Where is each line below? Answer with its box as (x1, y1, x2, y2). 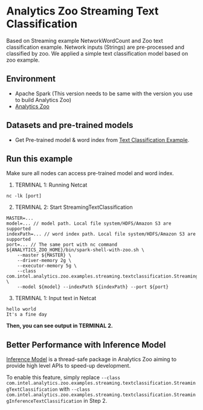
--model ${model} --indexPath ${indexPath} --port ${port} (17, 284, 169, 290)
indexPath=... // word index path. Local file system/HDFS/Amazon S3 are (6, 231, 196, 237)
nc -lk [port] (6, 193, 42, 199)
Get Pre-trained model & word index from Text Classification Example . (14, 136, 190, 143)
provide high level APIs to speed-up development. (6, 362, 131, 370)
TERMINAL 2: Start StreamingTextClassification (14, 203, 133, 211)
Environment (6, 74, 56, 84)
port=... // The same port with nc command (6, 242, 118, 248)
